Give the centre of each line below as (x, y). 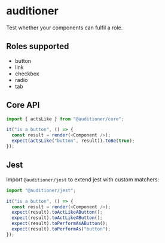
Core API (23, 105)
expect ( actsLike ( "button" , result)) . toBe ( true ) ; (73, 141)
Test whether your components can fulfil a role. (65, 28)
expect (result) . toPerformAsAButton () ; (60, 224)
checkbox (27, 74)
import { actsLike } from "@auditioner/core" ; (65, 119)
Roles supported (38, 46)
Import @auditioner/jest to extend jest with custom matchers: (83, 179)
